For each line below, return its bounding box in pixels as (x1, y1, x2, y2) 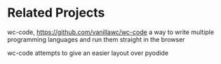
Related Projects (7, 5, 105, 21)
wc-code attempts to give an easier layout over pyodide (7, 49, 169, 57)
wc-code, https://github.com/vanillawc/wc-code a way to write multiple (7, 28, 215, 36)
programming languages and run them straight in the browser (7, 35, 185, 43)
